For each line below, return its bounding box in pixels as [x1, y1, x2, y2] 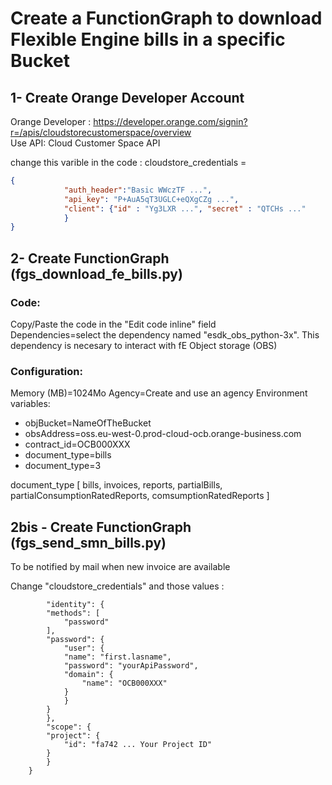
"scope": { [46, 722, 92, 732]
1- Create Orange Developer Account [10, 89, 245, 106]
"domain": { [63, 670, 114, 680]
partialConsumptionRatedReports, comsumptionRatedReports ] [10, 490, 270, 502]
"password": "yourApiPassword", [63, 661, 199, 671]
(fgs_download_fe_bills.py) [10, 265, 183, 282]
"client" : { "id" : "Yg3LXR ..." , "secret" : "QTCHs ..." [63, 203, 307, 214]
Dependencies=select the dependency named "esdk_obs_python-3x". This [10, 328, 320, 341]
